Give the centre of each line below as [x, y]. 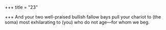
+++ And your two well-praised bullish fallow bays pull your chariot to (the [83, 17]
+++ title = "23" [21, 7]
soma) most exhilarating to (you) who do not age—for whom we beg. [77, 22]
